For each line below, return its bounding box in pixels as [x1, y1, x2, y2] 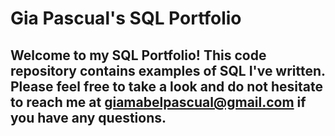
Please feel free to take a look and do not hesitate [10, 78, 323, 95]
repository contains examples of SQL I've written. [10, 62, 326, 79]
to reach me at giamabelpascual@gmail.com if [10, 93, 307, 111]
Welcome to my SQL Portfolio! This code [10, 47, 267, 64]
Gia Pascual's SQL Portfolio [10, 7, 242, 30]
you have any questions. [10, 109, 167, 126]
